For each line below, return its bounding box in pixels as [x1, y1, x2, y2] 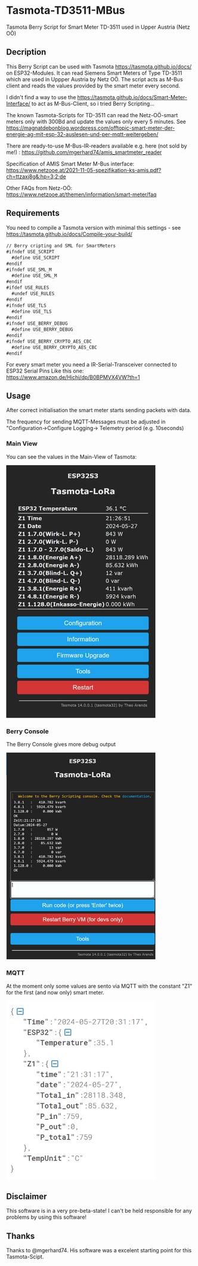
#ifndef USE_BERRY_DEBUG [6, 321, 68, 327]
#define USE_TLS [11, 309, 52, 315]
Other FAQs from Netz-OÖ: [6, 184, 73, 191]
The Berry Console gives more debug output [6, 740, 116, 748]
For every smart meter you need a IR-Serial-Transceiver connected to [6, 361, 177, 368]
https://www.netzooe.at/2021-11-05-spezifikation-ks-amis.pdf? [6, 166, 162, 173]
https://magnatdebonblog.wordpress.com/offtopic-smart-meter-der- [6, 124, 175, 132]
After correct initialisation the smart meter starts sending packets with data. [6, 407, 192, 414]
